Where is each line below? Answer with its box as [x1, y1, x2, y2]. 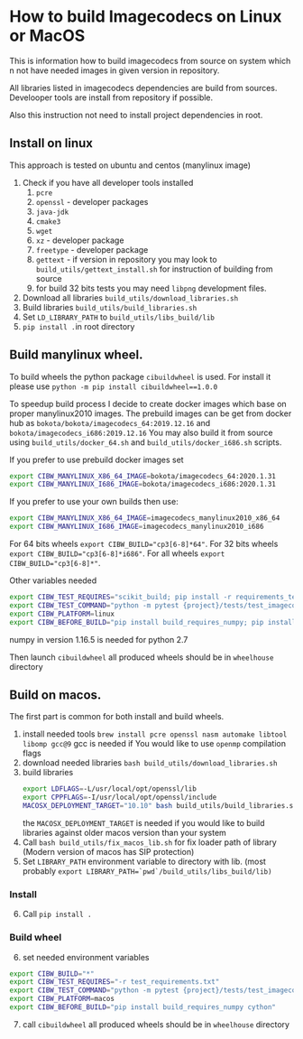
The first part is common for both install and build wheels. [9, 711, 225, 722]
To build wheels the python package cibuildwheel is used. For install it [9, 371, 271, 382]
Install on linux [9, 135, 93, 151]
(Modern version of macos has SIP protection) [22, 847, 195, 857]
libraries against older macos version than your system [22, 828, 227, 838]
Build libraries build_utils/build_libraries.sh [22, 301, 197, 312]
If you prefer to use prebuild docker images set [9, 454, 184, 465]
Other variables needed [9, 575, 97, 586]
